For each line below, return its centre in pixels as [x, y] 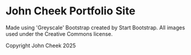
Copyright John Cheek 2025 [41, 45]
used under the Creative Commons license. [59, 33]
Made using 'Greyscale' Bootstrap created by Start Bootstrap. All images [95, 27]
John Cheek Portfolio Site [71, 11]
